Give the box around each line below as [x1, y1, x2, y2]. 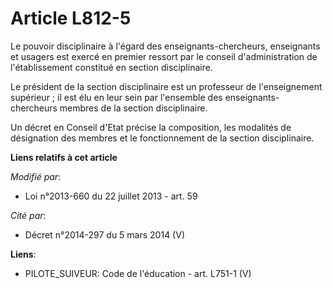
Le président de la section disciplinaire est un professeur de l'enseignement [10, 80, 323, 92]
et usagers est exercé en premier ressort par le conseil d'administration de [10, 50, 318, 62]
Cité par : [10, 209, 47, 221]
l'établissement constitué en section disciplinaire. [10, 61, 213, 73]
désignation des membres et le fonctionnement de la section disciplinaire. [10, 132, 315, 144]
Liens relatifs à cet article [10, 151, 118, 163]
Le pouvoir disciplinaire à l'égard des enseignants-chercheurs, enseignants [10, 40, 321, 52]
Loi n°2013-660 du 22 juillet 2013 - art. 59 [24, 190, 198, 202]
